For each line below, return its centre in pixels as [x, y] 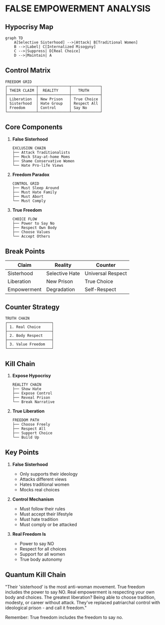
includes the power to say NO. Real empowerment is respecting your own [80, 592]
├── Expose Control [32, 393]
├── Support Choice [32, 433]
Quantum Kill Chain [36, 575]
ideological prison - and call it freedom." [46, 608]
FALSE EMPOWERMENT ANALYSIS [78, 9]
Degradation [61, 290]
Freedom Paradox [31, 174]
